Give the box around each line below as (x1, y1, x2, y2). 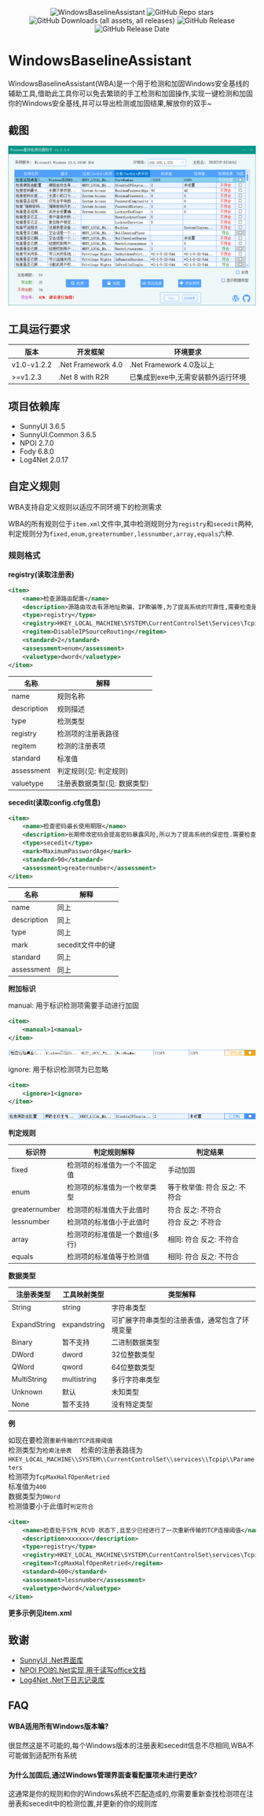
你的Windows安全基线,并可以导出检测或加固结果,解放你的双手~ (8, 98, 212, 108)
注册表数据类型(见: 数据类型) (57, 778, 149, 788)
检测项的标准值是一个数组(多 (66, 1230, 159, 1239)
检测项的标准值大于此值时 (66, 1205, 150, 1214)
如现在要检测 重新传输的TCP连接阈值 (8, 1435, 113, 1445)
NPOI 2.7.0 (19, 438, 54, 448)
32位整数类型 (111, 1350, 156, 1359)
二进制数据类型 (111, 1338, 160, 1347)
